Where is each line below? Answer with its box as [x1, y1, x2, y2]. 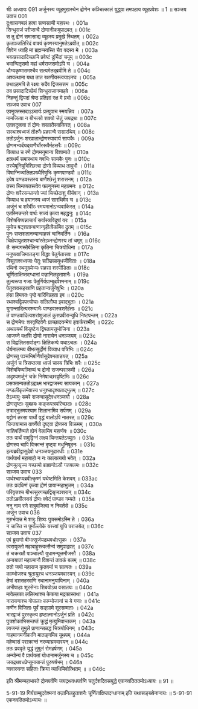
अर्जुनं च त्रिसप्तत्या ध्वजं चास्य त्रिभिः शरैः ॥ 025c [6, 360, 101, 366]
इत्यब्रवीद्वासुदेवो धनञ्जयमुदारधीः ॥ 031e [6, 448, 83, 455]
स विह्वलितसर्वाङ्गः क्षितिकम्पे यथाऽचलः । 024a [6, 339, 97, 346]
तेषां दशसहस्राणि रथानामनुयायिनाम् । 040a [6, 577, 89, 584]
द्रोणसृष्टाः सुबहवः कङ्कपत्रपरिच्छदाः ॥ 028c [6, 400, 92, 407]
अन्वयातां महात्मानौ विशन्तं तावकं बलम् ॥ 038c [6, 557, 97, 563]
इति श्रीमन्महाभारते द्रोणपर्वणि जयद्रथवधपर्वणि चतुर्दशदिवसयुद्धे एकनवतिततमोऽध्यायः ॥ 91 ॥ [6, 678, 174, 684]
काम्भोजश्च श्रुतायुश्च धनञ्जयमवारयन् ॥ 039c [6, 570, 95, 577]
